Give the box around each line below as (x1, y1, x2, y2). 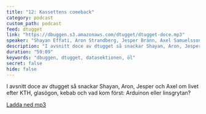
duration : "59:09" (6, 49, 53, 55)
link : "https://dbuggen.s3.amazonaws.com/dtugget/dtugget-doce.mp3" (6, 32, 185, 38)
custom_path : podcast (6, 20, 62, 26)
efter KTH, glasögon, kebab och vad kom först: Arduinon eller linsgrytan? (6, 89, 191, 97)
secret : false (6, 60, 43, 66)
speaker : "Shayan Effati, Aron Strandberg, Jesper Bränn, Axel (6, 37, 172, 44)
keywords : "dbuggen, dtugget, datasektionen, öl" (6, 55, 136, 61)
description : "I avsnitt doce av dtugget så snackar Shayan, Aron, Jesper (6, 44, 202, 50)
